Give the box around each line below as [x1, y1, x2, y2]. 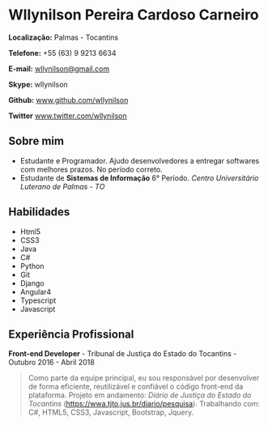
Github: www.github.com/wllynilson [8, 95, 129, 104]
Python [19, 261, 45, 270]
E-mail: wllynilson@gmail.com [8, 63, 110, 74]
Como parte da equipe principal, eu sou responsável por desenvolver [28, 373, 260, 383]
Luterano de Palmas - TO [19, 181, 105, 191]
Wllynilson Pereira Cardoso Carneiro [8, 6, 259, 24]
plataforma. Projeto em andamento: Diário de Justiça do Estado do [28, 390, 252, 400]
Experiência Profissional [8, 327, 134, 341]
